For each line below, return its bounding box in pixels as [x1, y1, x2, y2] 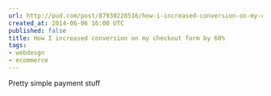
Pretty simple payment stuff [8, 78, 101, 88]
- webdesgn [8, 49, 45, 57]
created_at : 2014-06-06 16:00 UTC [8, 19, 125, 27]
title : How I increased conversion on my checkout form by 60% [8, 34, 226, 42]
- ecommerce [8, 57, 48, 65]
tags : [8, 42, 27, 50]
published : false [8, 26, 67, 34]
